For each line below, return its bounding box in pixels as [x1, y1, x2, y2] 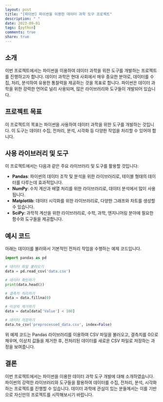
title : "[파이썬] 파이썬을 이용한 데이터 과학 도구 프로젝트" [5, 12, 112, 17]
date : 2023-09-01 [5, 20, 40, 26]
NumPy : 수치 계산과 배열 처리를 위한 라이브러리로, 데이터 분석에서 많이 [12, 186, 147, 192]
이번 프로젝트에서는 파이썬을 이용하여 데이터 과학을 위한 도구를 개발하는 [5, 67, 140, 73]
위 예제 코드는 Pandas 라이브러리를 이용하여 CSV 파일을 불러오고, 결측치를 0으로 [5, 331, 159, 337]
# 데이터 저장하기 [5, 318, 36, 322]
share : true [5, 35, 29, 40]
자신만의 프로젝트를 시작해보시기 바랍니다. [14, 391, 94, 398]
